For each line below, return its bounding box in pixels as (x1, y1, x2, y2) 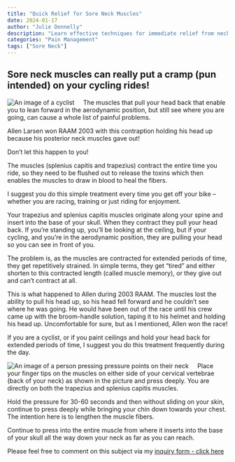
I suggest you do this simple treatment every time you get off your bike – (7, 190, 216, 198)
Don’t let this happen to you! (7, 148, 89, 156)
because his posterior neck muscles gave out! (7, 134, 140, 142)
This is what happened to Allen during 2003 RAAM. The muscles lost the (7, 290, 217, 298)
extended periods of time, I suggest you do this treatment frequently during (7, 340, 225, 349)
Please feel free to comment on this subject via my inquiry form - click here (7, 447, 225, 455)
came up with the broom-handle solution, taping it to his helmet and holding (7, 312, 226, 321)
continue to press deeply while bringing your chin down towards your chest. (7, 405, 227, 413)
